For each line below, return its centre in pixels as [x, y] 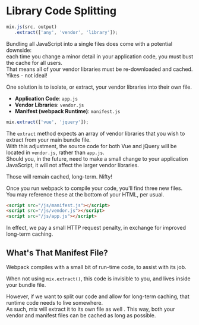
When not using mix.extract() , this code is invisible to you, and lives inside [99, 279]
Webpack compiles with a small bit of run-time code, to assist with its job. [96, 267]
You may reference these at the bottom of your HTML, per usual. [85, 194]
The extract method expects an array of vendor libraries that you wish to [96, 133]
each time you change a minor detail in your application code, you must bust [100, 56]
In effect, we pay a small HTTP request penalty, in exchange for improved [96, 228]
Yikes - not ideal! [27, 75]
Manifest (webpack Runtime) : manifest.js [67, 111]
